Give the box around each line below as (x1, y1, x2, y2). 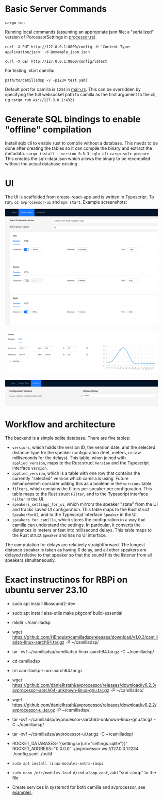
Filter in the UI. (12, 496, 45, 502)
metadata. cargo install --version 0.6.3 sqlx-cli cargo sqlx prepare (5, 150, 149, 156)
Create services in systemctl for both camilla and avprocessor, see (12, 784, 146, 790)
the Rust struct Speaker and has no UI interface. (12, 532, 107, 538)
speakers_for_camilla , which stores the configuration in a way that (12, 516, 146, 522)
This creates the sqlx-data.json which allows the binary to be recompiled (5, 156, 150, 161)
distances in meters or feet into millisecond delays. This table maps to (12, 527, 152, 533)
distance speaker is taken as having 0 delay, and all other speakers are (5, 547, 147, 552)
